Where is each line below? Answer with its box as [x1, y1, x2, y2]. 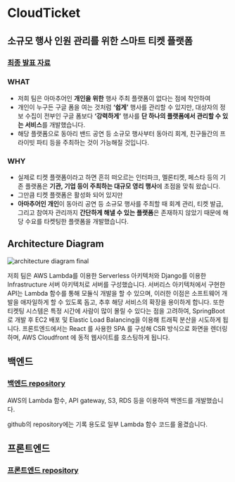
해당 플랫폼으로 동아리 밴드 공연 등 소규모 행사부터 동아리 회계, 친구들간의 [17, 129, 219, 138]
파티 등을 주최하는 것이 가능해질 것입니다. [36, 138, 149, 146]
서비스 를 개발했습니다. [24, 120, 86, 128]
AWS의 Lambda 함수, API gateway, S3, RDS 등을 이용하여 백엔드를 [7, 396, 193, 404]
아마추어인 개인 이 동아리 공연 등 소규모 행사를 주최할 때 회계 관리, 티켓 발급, [17, 200, 224, 208]
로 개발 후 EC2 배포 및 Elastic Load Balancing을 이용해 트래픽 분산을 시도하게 [7, 315, 222, 324]
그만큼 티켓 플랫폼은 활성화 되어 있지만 [17, 191, 123, 199]
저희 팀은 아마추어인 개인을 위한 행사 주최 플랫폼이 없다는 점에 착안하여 [17, 94, 211, 102]
